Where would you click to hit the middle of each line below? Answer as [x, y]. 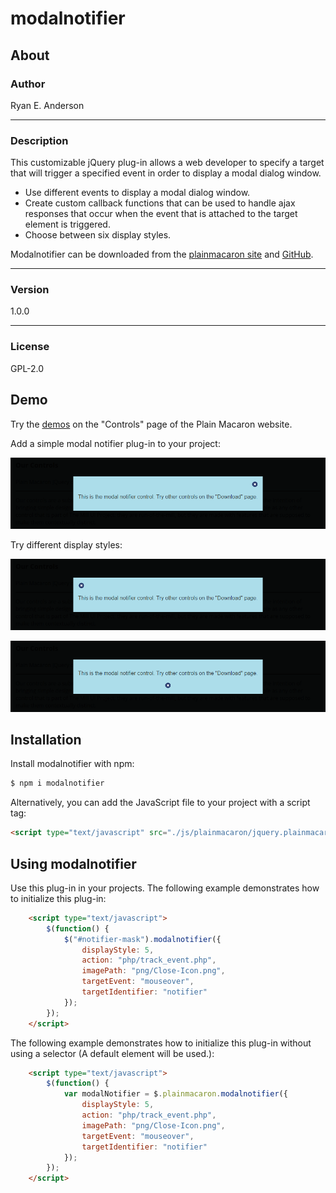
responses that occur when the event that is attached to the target [161, 214]
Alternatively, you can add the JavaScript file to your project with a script [160, 803]
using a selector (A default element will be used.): [112, 1053]
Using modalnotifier [73, 863]
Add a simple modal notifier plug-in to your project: [115, 443]
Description [39, 140]
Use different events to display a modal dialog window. [137, 193]
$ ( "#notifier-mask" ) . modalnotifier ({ [142, 939]
